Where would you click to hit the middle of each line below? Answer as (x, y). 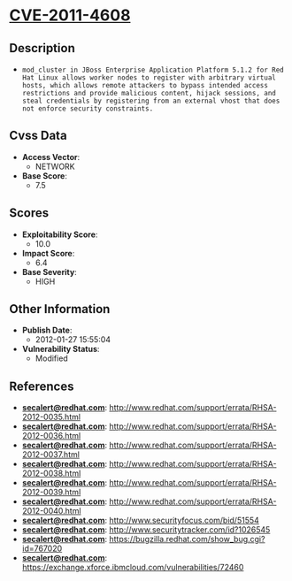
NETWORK (55, 166)
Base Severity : (49, 271)
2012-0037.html (50, 455)
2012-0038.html (51, 473)
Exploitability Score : (60, 234)
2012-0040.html (51, 511)
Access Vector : (51, 157)
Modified (51, 358)
